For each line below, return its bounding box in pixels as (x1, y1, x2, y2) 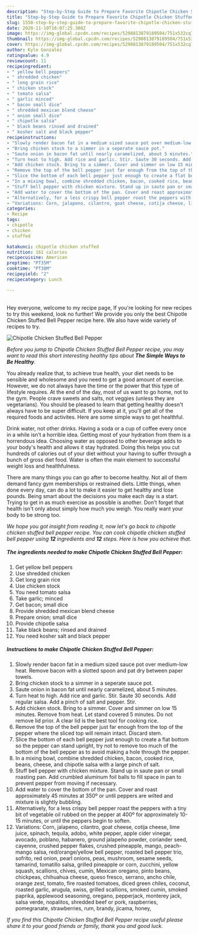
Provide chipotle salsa (15, 619, 69, 627)
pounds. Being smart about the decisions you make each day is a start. (6, 492, 179, 499)
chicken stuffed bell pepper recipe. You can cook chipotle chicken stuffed (6, 529, 186, 536)
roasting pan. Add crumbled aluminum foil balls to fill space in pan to (15, 773, 182, 780)
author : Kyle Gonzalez (6, 47, 62, 53)
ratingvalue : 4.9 (6, 52, 49, 58)
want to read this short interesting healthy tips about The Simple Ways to (6, 352, 186, 359)
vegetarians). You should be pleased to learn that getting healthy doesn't (6, 401, 183, 408)
